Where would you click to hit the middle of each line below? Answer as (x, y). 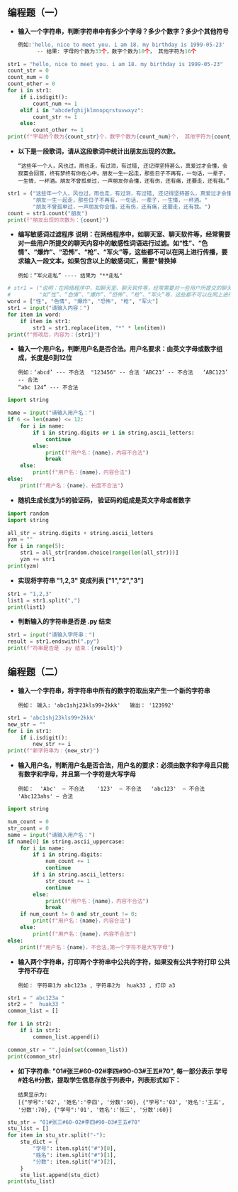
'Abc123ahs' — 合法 (45, 797)
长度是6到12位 (51, 358)
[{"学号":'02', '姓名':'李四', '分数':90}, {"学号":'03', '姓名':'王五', (121, 1102)
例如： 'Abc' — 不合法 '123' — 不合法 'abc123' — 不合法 (111, 789)
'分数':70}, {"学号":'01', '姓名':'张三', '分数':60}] (95, 1110)
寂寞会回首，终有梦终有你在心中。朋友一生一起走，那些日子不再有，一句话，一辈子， (123, 174)
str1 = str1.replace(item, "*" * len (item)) (100, 328)
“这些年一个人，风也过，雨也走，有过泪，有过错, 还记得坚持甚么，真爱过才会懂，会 (123, 166)
